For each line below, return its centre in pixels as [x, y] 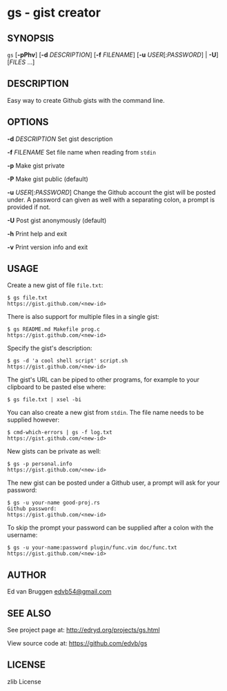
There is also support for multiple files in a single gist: [83, 317]
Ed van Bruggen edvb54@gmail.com [59, 592]
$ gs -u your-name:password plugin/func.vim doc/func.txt [92, 548]
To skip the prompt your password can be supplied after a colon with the [110, 528]
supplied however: [33, 420]
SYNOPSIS [31, 38]
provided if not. [29, 207]
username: [22, 535]
